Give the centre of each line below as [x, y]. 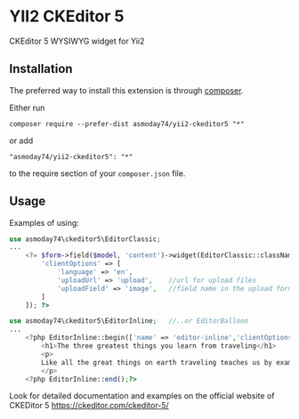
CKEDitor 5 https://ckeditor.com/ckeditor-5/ [89, 406]
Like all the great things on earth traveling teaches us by [157, 362]
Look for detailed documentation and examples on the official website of [142, 396]
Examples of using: [44, 222]
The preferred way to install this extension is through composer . [126, 90]
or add [21, 141]
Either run [27, 108]
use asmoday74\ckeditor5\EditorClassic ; [85, 239]
